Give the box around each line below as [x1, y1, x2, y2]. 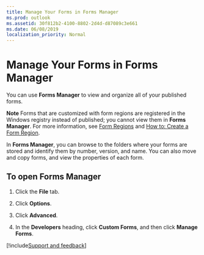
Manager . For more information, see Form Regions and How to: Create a [6, 123, 189, 130]
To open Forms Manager [6, 172, 101, 182]
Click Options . [15, 199, 52, 207]
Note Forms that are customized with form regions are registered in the [6, 109, 186, 117]
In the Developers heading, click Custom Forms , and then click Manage [15, 223, 198, 231]
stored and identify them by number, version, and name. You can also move [6, 147, 197, 155]
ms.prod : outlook [6, 15, 51, 21]
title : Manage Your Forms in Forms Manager [6, 9, 119, 15]
